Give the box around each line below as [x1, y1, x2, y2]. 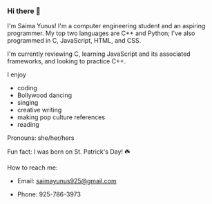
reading [17, 121, 39, 129]
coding [17, 84, 38, 92]
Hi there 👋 [7, 6, 41, 16]
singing [17, 99, 39, 107]
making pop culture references [17, 113, 106, 121]
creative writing [17, 106, 62, 114]
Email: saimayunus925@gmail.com [17, 177, 117, 185]
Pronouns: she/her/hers [7, 134, 75, 142]
